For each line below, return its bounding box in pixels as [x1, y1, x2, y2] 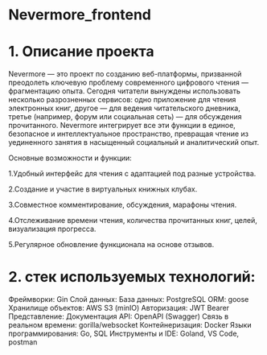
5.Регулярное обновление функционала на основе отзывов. [8, 240, 215, 250]
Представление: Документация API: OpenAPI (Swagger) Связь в [8, 312, 229, 321]
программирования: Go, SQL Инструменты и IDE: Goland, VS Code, [8, 328, 240, 339]
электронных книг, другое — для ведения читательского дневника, [8, 103, 241, 114]
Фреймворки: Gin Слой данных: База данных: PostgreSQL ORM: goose [8, 295, 249, 304]
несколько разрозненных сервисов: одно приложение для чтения [8, 95, 236, 105]
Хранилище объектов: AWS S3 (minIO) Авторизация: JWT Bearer [8, 303, 230, 313]
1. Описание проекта [8, 43, 154, 61]
